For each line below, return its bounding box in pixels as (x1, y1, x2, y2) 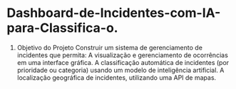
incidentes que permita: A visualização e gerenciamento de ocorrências (16, 51, 229, 59)
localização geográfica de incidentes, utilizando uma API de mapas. (16, 73, 217, 82)
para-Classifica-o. (6, 20, 118, 36)
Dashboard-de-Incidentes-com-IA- (6, 5, 221, 21)
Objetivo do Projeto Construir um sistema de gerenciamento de (16, 43, 202, 52)
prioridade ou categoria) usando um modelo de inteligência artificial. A (16, 66, 225, 74)
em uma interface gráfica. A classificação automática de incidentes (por (16, 58, 230, 66)
